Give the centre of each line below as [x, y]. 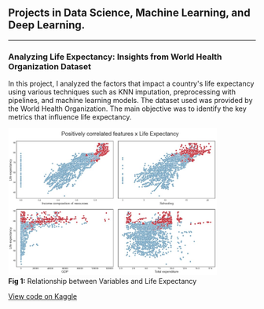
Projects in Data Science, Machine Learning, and [129, 13]
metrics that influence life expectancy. [70, 117]
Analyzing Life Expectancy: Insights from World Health [115, 57]
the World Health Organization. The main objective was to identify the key [128, 109]
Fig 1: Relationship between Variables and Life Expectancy [103, 281]
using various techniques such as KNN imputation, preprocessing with [122, 92]
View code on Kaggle [43, 296]
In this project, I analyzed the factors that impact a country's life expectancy [131, 84]
